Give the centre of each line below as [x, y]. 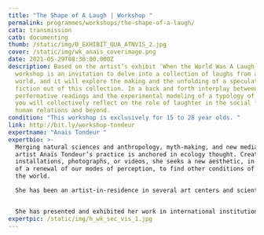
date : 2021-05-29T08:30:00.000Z [61, 60]
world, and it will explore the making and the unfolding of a [121, 81]
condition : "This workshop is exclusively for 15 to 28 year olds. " [125, 118]
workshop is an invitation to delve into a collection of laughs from [133, 74]
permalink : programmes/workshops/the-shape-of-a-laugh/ [101, 23]
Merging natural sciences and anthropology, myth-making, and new [126, 147]
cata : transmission [40, 30]
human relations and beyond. [63, 111]
